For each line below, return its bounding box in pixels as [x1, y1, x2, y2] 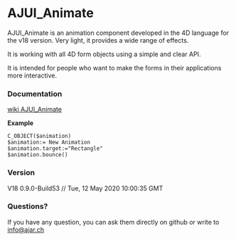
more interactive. [7, 71, 57, 80]
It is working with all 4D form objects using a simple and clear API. [7, 50, 201, 58]
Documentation [7, 89, 63, 99]
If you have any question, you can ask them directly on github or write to [7, 218, 220, 226]
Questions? [7, 201, 48, 211]
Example [7, 119, 34, 127]
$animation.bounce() [7, 151, 69, 159]
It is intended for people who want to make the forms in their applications [7, 63, 222, 72]
